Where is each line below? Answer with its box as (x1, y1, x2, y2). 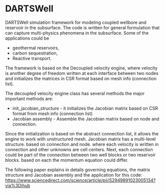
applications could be (5, 35, 50, 41)
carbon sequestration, (12, 50, 58, 56)
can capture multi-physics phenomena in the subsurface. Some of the (5, 30, 149, 36)
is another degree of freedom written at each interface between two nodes (5, 70, 159, 76)
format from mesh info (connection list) (12, 110, 93, 117)
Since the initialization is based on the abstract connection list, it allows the (5, 130, 159, 136)
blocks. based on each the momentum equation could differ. (5, 157, 129, 163)
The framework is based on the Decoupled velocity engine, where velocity (5, 65, 158, 71)
